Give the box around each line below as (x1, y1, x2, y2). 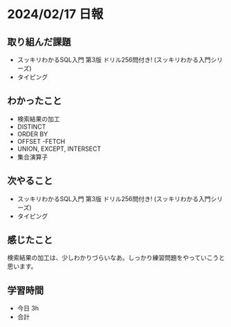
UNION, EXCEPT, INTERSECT (17, 144, 102, 153)
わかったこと (7, 95, 62, 107)
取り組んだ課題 (7, 36, 71, 48)
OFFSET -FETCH (17, 137, 66, 145)
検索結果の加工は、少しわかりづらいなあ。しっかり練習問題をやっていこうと (7, 254, 225, 262)
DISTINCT (17, 122, 46, 131)
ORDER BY (17, 129, 48, 138)
